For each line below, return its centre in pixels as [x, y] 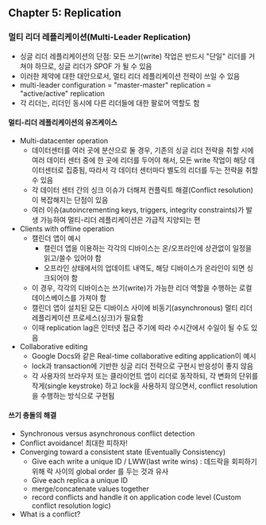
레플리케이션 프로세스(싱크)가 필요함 [87, 317]
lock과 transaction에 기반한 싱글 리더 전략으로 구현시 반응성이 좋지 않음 [143, 366]
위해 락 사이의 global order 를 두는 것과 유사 [100, 472]
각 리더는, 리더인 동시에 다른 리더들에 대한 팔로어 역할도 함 [110, 103]
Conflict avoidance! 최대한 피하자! [74, 443]
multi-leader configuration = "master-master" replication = [116, 85]
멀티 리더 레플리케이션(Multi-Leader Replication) [100, 37]
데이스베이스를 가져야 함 [69, 297]
